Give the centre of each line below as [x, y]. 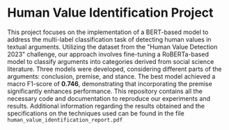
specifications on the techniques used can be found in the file [96, 113]
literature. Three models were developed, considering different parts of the [114, 69]
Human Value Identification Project [110, 13]
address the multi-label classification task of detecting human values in [109, 39]
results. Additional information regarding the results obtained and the [106, 106]
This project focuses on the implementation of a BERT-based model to [108, 32]
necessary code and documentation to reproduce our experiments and [109, 98]
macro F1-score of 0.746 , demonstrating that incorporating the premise [110, 83]
